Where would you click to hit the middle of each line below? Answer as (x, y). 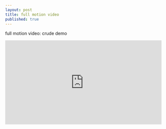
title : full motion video (32, 15)
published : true (22, 19)
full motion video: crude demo (36, 34)
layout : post (19, 10)
